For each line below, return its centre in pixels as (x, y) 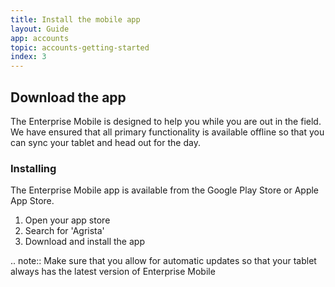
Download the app (68, 97)
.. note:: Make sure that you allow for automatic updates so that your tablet (163, 261)
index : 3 (28, 57)
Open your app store (67, 220)
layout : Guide (40, 29)
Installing (33, 168)
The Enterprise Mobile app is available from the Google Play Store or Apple (165, 190)
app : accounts (40, 38)
